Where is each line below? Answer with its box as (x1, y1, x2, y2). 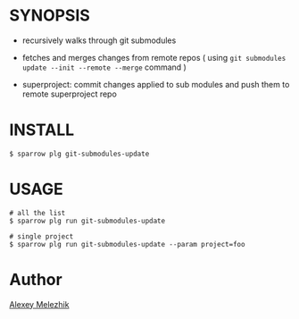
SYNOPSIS (9, 5, 91, 26)
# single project (9, 231, 74, 241)
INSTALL (9, 120, 75, 140)
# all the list (9, 208, 66, 217)
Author (9, 270, 62, 290)
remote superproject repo (21, 88, 118, 99)
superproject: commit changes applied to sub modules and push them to (21, 79, 290, 89)
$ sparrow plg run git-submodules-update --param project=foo (9, 239, 245, 248)
